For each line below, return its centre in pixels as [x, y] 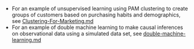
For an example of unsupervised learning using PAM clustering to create [100, 9]
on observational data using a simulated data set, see [77, 34]
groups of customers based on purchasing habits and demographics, [96, 15]
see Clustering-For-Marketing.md [52, 21]
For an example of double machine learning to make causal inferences [97, 27]
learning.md [26, 40]
